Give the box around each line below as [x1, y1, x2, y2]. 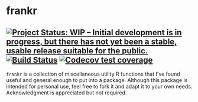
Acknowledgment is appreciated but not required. [6, 89, 127, 96]
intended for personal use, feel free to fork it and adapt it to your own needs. [6, 83, 193, 90]
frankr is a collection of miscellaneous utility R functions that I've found [6, 70, 180, 77]
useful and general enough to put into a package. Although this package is [6, 77, 188, 83]
